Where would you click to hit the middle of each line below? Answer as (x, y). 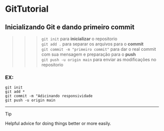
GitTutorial (27, 9)
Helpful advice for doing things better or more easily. (58, 124)
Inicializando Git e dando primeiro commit (70, 27)
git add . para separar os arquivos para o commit (92, 44)
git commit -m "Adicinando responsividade (49, 96)
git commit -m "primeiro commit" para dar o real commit (99, 49)
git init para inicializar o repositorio (79, 39)
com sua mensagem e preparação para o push (89, 54)
